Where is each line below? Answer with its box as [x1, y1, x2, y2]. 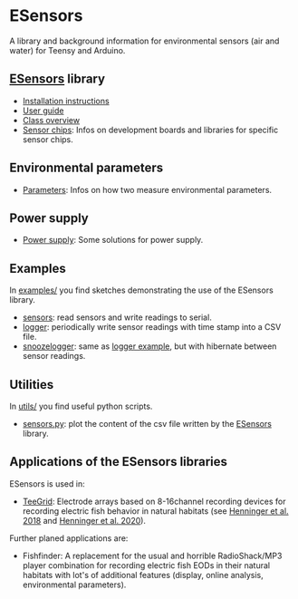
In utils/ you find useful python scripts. [9, 401, 153, 411]
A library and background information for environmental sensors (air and [9, 35, 280, 46]
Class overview [22, 114, 80, 125]
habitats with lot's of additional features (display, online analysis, [22, 569, 264, 580]
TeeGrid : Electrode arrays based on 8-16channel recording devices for [22, 496, 286, 507]
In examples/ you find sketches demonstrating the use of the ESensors [9, 285, 274, 295]
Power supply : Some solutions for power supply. [22, 235, 204, 246]
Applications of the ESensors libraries [9, 454, 228, 469]
